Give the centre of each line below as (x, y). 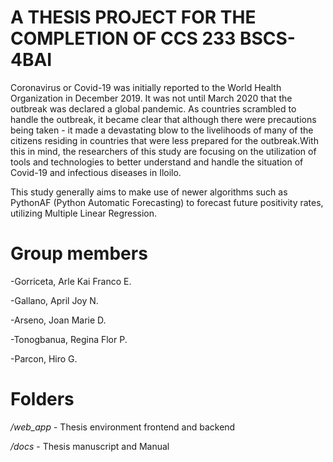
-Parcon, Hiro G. (44, 358)
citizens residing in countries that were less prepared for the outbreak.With (164, 140)
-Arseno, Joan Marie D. (58, 320)
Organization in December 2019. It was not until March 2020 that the (151, 98)
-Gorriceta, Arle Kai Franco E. (71, 281)
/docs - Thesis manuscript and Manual (90, 446)
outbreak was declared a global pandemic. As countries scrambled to (153, 108)
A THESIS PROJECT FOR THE (133, 17)
